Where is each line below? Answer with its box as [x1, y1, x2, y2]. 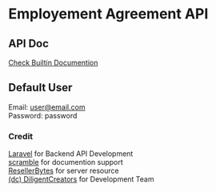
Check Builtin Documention [8, 58, 98, 67]
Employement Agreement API [8, 5, 209, 23]
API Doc [8, 37, 50, 50]
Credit [8, 130, 34, 142]
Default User [8, 81, 73, 94]
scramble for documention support [8, 158, 124, 167]
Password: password [8, 110, 78, 120]
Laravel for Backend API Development [8, 149, 134, 158]
